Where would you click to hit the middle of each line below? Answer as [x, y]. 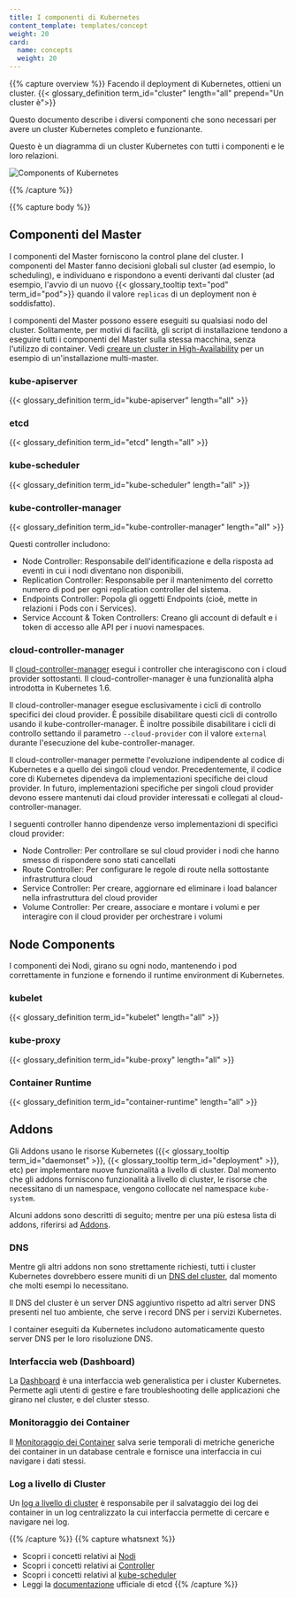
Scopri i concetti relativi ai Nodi [79, 1556]
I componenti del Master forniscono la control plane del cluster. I [126, 256]
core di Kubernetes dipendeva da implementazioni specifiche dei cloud [138, 779]
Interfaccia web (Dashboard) [72, 1362]
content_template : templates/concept [79, 26]
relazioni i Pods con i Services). [79, 608]
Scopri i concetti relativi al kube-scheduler [99, 1575]
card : [19, 42]
